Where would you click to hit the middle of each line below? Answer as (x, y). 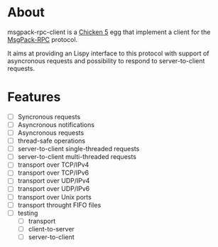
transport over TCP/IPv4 (53, 165)
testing (28, 213)
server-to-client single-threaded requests (78, 149)
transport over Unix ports (55, 197)
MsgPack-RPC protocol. (43, 39)
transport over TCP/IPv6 (53, 173)
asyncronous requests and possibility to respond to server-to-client (106, 60)
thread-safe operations (51, 141)
